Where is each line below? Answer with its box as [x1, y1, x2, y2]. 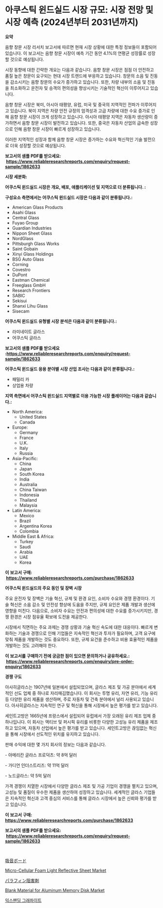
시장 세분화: [5, 174, 28, 179]
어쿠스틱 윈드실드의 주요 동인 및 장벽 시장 [5, 585, 82, 591]
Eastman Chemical [12, 277, 50, 283]
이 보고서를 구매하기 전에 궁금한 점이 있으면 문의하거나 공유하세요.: [5, 653, 130, 659]
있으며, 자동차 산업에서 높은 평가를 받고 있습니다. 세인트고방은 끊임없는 [14, 725, 148, 731]
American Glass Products [12, 204, 63, 210]
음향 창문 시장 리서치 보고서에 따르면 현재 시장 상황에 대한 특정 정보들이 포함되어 [5, 44, 157, 50]
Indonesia [19, 492, 39, 498]
